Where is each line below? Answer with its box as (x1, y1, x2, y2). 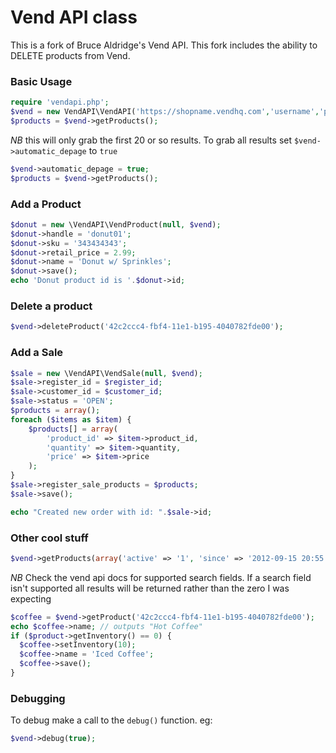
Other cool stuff (10, 531, 89, 545)
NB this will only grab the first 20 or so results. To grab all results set (10, 134, 293, 146)
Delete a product (10, 299, 93, 313)
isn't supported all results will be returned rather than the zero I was (10, 582, 290, 594)
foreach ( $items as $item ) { (10, 414, 132, 425)
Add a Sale (10, 346, 64, 360)
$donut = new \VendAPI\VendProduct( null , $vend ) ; (10, 219, 222, 230)
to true (88, 144, 118, 156)
